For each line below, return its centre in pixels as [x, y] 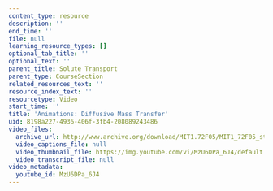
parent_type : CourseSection [56, 76]
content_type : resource [49, 16]
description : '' [36, 24]
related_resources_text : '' [56, 84]
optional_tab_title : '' [49, 54]
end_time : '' [30, 31]
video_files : [30, 129]
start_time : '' [34, 106]
